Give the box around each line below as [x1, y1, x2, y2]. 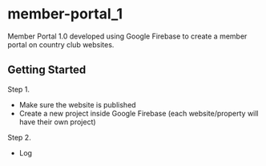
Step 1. [7, 84, 30, 94]
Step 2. [7, 132, 31, 142]
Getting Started [7, 63, 87, 77]
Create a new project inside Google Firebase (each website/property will [18, 108, 259, 118]
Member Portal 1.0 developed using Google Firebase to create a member [7, 31, 248, 41]
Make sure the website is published [18, 99, 137, 109]
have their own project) [18, 117, 97, 127]
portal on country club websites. [7, 39, 115, 49]
